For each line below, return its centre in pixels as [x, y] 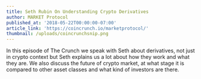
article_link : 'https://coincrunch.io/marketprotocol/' [77, 28]
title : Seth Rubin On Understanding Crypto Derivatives [77, 12]
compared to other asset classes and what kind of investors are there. [93, 69]
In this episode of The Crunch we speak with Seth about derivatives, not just [100, 50]
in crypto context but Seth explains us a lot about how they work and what [98, 57]
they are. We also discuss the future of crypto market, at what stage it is [95, 64]
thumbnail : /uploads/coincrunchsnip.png [58, 34]
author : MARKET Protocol [37, 17]
